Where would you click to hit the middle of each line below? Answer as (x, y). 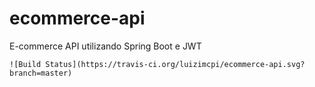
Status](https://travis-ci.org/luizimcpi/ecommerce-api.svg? (175, 64)
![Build (25, 64)
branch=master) (41, 73)
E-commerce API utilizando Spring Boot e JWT (105, 46)
